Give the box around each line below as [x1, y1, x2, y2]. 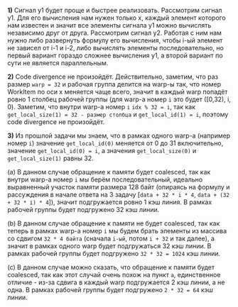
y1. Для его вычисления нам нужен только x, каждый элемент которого [7, 13, 226, 22]
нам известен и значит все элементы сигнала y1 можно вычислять [7, 21, 212, 29]
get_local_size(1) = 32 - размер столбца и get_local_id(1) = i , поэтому [7, 110, 229, 118]
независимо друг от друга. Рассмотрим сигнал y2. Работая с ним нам [7, 28, 222, 37]
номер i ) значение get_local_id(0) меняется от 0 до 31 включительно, [7, 139, 224, 147]
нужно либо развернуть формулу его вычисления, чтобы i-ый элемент [7, 36, 223, 45]
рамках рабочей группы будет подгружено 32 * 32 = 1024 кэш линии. [7, 250, 221, 257]
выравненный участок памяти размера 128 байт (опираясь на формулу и [7, 183, 230, 191]
